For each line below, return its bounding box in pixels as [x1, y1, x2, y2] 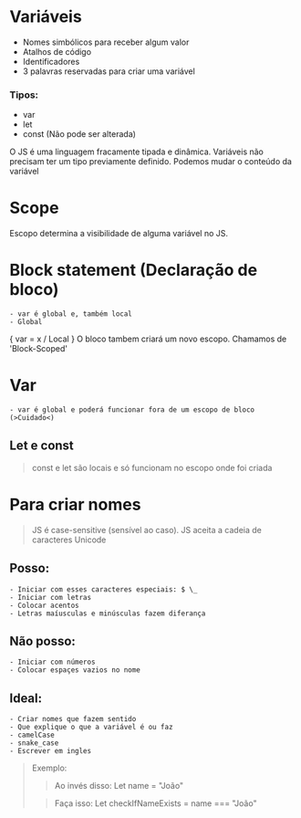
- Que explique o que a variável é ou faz [9, 723, 173, 732]
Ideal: [9, 690, 43, 706]
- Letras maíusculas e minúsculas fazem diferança [9, 609, 206, 618]
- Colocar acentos [9, 601, 79, 610]
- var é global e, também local [9, 309, 132, 319]
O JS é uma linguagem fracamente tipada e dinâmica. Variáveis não [9, 146, 265, 157]
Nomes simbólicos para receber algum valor [22, 37, 190, 47]
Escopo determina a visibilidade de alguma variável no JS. [9, 228, 229, 239]
